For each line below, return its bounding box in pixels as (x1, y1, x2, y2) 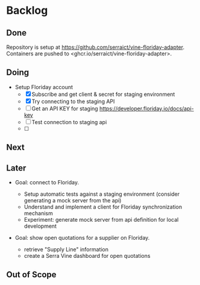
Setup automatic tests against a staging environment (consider (23, 190, 180, 198)
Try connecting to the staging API (31, 98, 115, 105)
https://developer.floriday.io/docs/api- (99, 105, 194, 112)
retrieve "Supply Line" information (23, 246, 109, 253)
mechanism (23, 210, 53, 217)
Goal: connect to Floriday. (14, 179, 80, 186)
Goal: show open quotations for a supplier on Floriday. (14, 234, 150, 242)
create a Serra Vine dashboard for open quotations (23, 252, 151, 260)
